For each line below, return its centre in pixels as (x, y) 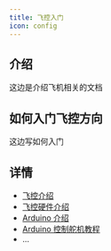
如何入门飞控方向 (56, 118)
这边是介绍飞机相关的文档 (56, 88)
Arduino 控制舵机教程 (61, 229)
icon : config (33, 26)
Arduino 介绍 (45, 218)
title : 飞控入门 (36, 17)
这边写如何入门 (36, 142)
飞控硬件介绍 (45, 206)
